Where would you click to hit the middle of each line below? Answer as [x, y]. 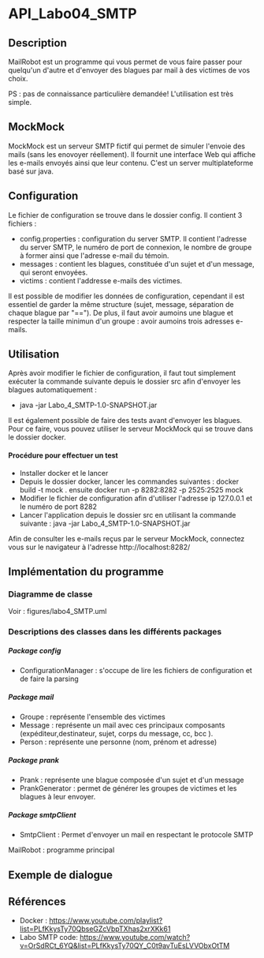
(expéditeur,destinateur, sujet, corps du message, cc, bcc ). [116, 734]
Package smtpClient [42, 814]
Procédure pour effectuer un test [63, 455]
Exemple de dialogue [60, 875]
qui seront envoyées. [54, 272]
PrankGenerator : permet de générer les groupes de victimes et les [128, 788]
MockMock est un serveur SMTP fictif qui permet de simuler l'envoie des [127, 146]
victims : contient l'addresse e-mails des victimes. [101, 280]
